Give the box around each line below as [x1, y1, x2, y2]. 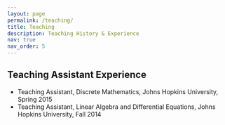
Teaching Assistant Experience [7, 69, 147, 81]
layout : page [7, 10, 46, 18]
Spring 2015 [17, 95, 53, 103]
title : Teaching [7, 23, 55, 30]
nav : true [7, 37, 36, 44]
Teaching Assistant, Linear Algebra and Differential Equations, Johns [17, 103, 216, 111]
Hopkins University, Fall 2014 [17, 110, 102, 118]
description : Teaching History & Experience [7, 29, 139, 37]
